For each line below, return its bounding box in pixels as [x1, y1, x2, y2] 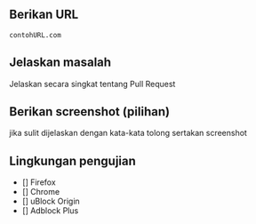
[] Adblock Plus [21, 205, 79, 216]
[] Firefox [21, 177, 56, 188]
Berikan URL [9, 7, 79, 22]
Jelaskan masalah [9, 55, 112, 70]
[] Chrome [21, 187, 60, 197]
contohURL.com [9, 30, 62, 39]
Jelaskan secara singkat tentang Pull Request [9, 78, 176, 89]
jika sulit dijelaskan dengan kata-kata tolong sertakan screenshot [9, 128, 247, 139]
